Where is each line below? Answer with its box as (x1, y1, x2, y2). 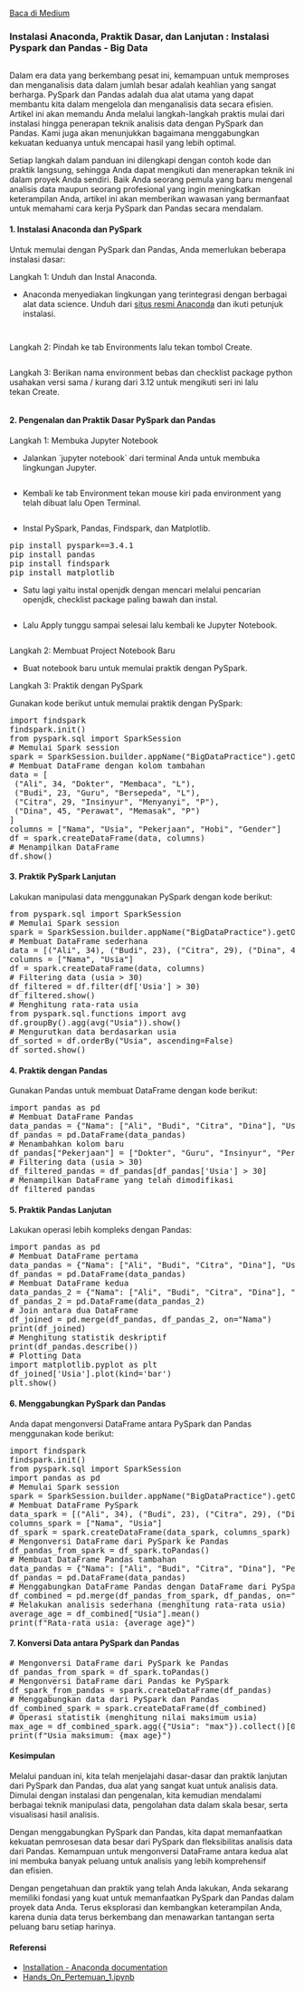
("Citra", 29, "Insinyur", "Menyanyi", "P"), (14, 796, 220, 807)
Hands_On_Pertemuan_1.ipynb (22, 1972, 135, 1983)
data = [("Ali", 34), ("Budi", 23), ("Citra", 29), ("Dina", (9, 945, 287, 955)
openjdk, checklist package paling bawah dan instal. (22, 593, 219, 605)
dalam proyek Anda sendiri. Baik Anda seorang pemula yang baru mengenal (9, 174, 293, 185)
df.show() (9, 851, 52, 861)
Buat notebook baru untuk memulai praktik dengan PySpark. (22, 662, 248, 673)
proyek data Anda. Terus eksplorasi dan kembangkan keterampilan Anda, (9, 1901, 282, 1912)
